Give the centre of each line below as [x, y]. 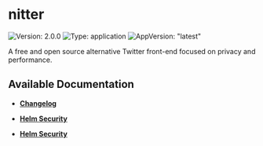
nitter [26, 15]
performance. [30, 60]
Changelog [38, 103]
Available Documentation [71, 84]
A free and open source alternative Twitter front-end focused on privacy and [132, 51]
